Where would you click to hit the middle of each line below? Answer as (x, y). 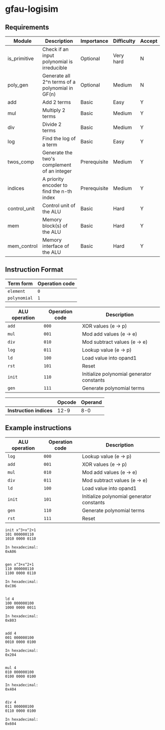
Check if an (55, 49)
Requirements (27, 27)
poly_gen (18, 85)
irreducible (55, 68)
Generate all (56, 76)
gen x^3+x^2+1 (20, 564)
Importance (94, 41)
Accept (149, 41)
